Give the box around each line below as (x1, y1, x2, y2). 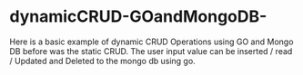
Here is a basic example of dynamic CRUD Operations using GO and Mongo (9, 36, 294, 47)
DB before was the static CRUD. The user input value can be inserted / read (9, 45, 293, 56)
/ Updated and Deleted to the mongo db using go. (9, 55, 196, 66)
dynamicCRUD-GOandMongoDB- (9, 6, 268, 27)
